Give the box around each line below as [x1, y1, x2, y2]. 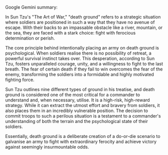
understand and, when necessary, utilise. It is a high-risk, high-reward [5, 97, 150, 103]
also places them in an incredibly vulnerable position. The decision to [5, 107, 148, 113]
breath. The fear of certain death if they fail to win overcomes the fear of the [5, 66, 163, 72]
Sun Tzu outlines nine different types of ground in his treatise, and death [5, 86, 155, 92]
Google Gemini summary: [5, 4, 58, 10]
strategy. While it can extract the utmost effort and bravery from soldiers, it [5, 102, 160, 108]
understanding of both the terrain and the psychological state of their [5, 118, 148, 124]
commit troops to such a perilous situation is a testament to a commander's [5, 113, 161, 119]
